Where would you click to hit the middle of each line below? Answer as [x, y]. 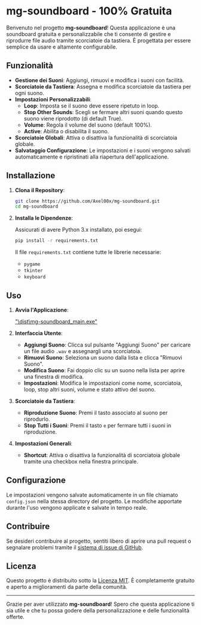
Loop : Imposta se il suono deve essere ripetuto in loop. [92, 106]
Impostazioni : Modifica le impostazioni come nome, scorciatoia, [103, 383]
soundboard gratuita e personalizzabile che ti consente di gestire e [89, 34]
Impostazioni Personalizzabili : [53, 99]
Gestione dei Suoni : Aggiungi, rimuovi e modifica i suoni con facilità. [99, 80]
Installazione [31, 176]
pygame [32, 264]
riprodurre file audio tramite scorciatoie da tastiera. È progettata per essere [99, 40]
